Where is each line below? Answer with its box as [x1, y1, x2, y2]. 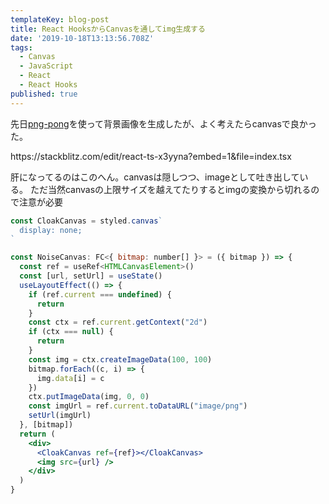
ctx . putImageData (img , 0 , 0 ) [28, 392, 150, 402]
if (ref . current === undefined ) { [28, 289, 172, 300]
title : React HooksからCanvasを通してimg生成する [10, 24, 206, 34]
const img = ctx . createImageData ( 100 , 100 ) [28, 354, 213, 365]
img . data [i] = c [36, 373, 105, 383]
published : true [10, 89, 78, 99]
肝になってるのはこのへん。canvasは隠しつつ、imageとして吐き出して [10, 171, 300, 183]
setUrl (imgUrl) [28, 411, 92, 421]
